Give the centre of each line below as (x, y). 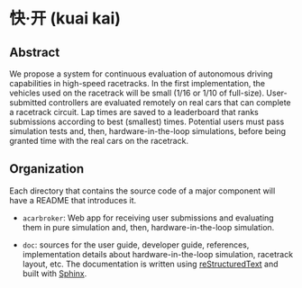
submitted (28, 103)
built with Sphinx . (55, 273)
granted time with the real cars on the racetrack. (99, 141)
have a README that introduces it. (73, 200)
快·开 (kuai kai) (65, 18)
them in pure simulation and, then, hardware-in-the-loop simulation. (148, 227)
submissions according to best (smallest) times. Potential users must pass (147, 121)
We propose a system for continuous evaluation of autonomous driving (141, 74)
